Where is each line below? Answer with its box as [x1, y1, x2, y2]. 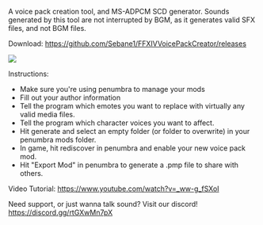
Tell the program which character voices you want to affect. [19, 118, 215, 128]
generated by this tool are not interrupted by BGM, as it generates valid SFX [8, 15, 256, 25]
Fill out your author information [19, 93, 121, 102]
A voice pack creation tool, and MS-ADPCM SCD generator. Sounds [8, 7, 230, 16]
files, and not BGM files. [8, 24, 87, 32]
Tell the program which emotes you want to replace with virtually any [19, 101, 246, 110]
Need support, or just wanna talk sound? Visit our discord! [8, 200, 198, 208]
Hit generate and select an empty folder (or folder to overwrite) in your [19, 127, 250, 135]
